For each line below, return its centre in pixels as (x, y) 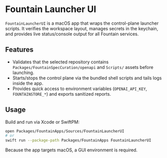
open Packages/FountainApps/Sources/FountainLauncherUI (65, 131)
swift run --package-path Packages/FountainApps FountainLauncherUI (78, 140)
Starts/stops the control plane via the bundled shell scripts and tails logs (87, 78)
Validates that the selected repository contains (60, 62)
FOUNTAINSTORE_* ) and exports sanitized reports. (62, 94)
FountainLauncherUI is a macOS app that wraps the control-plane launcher (82, 23)
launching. (23, 72)
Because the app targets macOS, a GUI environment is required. (71, 150)
